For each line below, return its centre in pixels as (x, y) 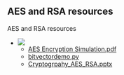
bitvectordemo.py (53, 56)
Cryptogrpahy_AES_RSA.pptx (70, 64)
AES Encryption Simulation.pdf (72, 49)
